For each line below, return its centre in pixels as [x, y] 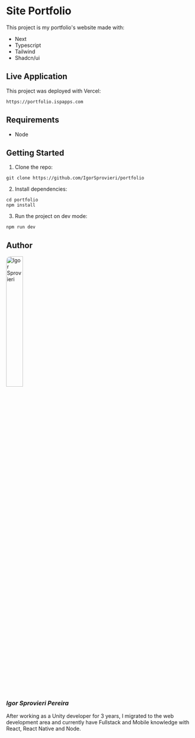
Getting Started [35, 153]
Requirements [33, 120]
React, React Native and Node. [44, 728]
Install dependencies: [41, 189]
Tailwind [25, 51]
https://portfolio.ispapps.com [45, 102]
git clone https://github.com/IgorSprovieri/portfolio [75, 178]
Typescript [28, 45]
